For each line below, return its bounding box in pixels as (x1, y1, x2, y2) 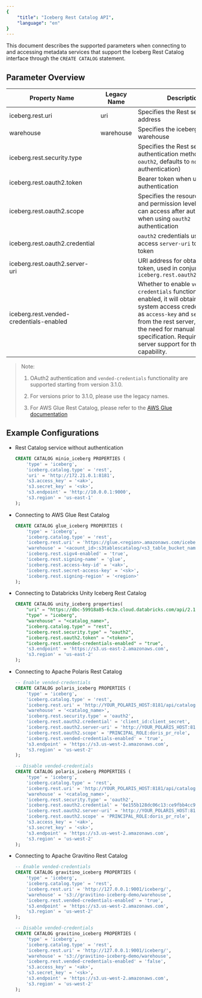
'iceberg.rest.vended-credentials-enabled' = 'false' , (26, 958, 167, 965)
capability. (138, 347, 167, 356)
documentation (29, 411, 68, 418)
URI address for (138, 257, 182, 265)
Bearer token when (138, 175, 192, 183)
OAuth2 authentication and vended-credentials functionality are (29, 375, 188, 382)
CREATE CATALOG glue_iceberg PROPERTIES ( (14, 522, 123, 529)
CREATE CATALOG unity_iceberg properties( (14, 601, 123, 607)
